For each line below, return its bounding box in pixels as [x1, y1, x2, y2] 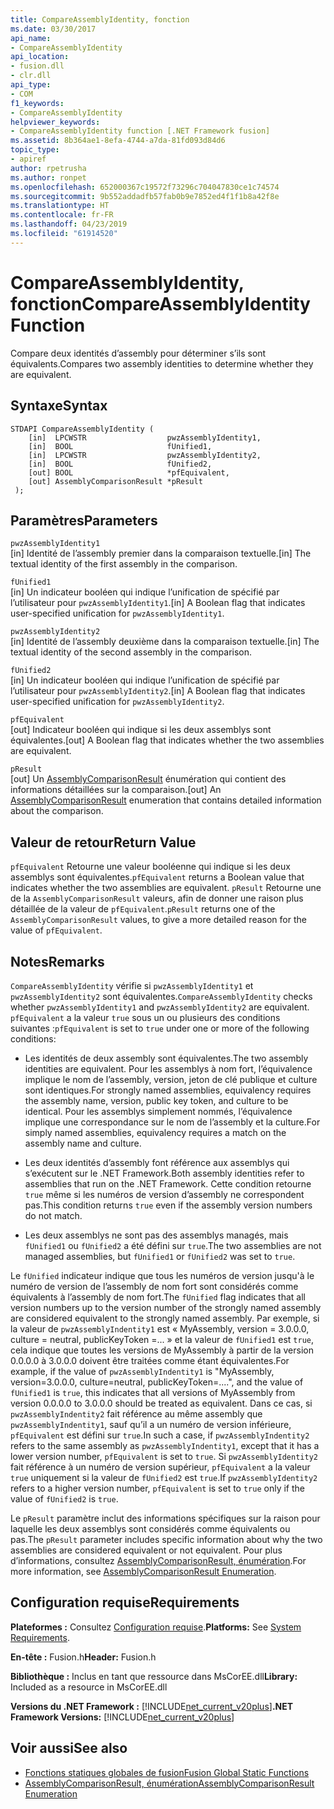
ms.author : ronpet [10, 172, 87, 183]
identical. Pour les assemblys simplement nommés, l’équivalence [24, 1105, 293, 1117]
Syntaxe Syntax [10, 397, 108, 415]
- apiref [10, 154, 47, 164]
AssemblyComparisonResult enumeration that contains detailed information [10, 794, 322, 806]
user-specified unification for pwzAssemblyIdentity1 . [10, 607, 225, 620]
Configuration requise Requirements [10, 1594, 240, 1611]
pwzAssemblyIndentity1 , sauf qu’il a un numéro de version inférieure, [10, 1418, 292, 1430]
